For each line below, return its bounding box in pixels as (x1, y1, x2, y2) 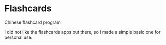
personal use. (4, 34, 33, 40)
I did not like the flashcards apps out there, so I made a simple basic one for (4, 29, 161, 35)
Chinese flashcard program (4, 19, 61, 25)
